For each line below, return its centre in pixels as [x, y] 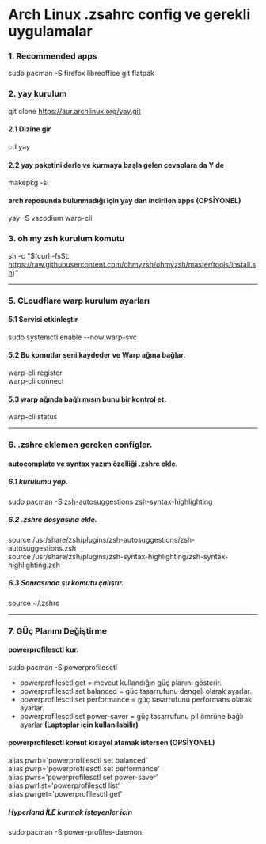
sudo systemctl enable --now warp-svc [72, 337]
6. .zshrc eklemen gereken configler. [80, 445]
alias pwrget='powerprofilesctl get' [65, 793]
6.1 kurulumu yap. [38, 482]
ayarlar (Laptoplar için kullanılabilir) [79, 725]
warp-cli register [35, 373]
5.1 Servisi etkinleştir [43, 320]
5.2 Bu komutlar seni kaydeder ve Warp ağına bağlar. [97, 355]
